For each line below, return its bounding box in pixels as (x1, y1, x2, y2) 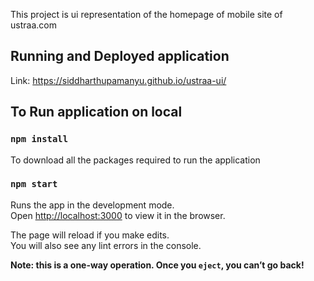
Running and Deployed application (10, 48, 230, 65)
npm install (10, 134, 69, 145)
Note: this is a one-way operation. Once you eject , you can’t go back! (10, 259, 305, 271)
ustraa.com (10, 19, 57, 31)
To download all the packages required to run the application (10, 154, 261, 166)
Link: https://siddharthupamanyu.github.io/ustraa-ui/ (10, 74, 227, 86)
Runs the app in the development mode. (10, 199, 175, 211)
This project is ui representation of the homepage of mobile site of (10, 9, 283, 20)
